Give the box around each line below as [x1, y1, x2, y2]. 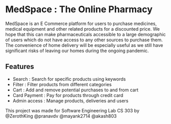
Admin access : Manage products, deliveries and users [12, 97, 129, 104]
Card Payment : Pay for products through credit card [12, 92, 124, 98]
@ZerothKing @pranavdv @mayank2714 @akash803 [5, 113, 117, 119]
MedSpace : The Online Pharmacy [5, 4, 153, 15]
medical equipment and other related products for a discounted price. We [5, 26, 160, 32]
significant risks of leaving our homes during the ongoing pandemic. [5, 47, 149, 54]
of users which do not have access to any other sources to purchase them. [5, 37, 163, 43]
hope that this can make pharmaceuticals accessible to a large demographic [5, 31, 166, 37]
